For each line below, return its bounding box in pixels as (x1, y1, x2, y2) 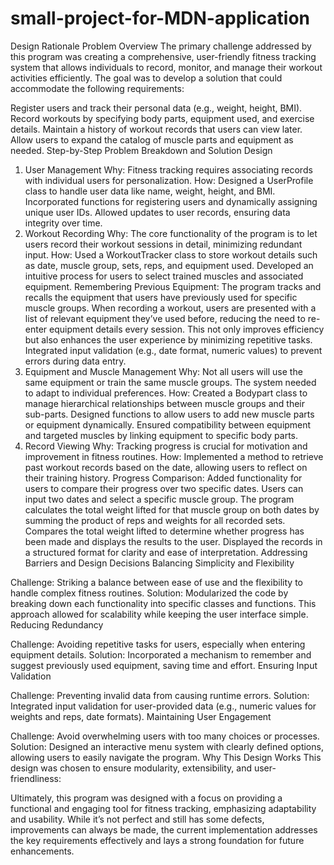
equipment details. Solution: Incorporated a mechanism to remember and (10, 648, 312, 661)
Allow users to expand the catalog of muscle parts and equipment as (10, 133, 294, 146)
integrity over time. (24, 217, 103, 229)
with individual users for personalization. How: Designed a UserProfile (24, 174, 314, 186)
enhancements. (10, 845, 75, 857)
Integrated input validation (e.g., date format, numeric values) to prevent (24, 344, 323, 356)
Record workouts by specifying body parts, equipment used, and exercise (10, 112, 315, 124)
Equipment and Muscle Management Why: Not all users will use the (24, 365, 303, 377)
